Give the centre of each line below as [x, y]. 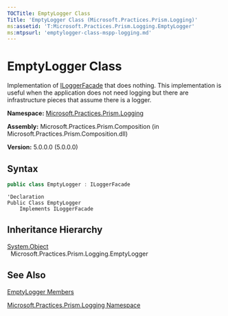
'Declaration [26, 197]
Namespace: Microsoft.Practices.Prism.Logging [76, 113]
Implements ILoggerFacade [57, 209]
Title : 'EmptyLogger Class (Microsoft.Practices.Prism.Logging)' [102, 20]
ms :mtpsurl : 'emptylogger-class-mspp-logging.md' [80, 33]
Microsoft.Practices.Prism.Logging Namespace [74, 305]
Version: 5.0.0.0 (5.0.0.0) [43, 147]
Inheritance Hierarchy [55, 230]
